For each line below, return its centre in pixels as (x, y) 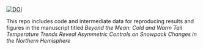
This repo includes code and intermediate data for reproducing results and (100, 21)
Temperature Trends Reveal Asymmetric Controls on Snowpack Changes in (102, 34)
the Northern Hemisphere (39, 41)
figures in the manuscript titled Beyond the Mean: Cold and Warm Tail (94, 28)
